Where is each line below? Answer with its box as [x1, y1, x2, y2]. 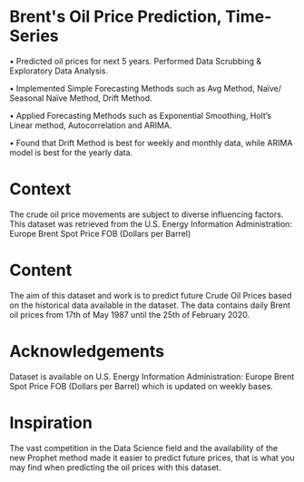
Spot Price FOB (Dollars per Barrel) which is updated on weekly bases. [9, 380, 274, 391]
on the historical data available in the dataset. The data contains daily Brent [9, 300, 290, 310]
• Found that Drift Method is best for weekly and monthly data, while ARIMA [9, 137, 293, 148]
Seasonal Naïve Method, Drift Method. [9, 93, 152, 103]
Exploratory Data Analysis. [9, 65, 109, 76]
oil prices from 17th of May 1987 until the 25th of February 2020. [9, 309, 250, 320]
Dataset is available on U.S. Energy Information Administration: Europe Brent [9, 370, 295, 382]
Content [9, 261, 73, 280]
